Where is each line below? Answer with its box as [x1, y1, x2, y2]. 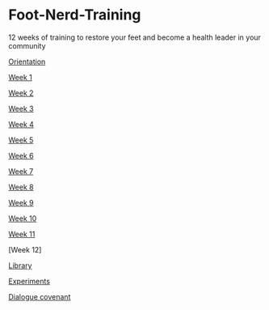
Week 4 [8, 119, 35, 129]
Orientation [8, 57, 46, 66]
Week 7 [8, 166, 34, 176]
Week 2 [8, 87, 34, 98]
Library [8, 261, 32, 270]
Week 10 [8, 213, 37, 223]
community [8, 40, 46, 50]
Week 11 [8, 229, 36, 239]
